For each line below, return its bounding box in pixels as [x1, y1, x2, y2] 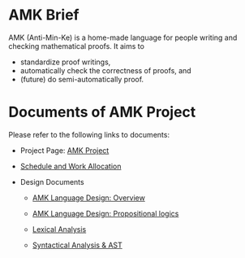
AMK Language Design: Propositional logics [32, 208, 179, 218]
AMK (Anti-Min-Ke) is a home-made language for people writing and [8, 33, 238, 42]
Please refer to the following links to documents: [8, 129, 170, 139]
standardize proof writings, [19, 57, 111, 67]
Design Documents [19, 177, 84, 186]
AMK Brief [8, 6, 80, 24]
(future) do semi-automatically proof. [19, 74, 144, 84]
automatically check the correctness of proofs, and [19, 65, 192, 75]
